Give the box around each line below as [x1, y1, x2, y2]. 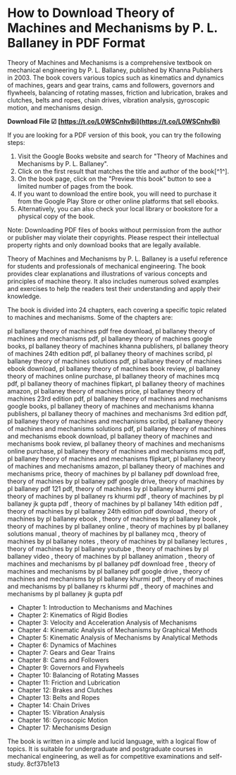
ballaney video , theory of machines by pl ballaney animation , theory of [7, 552, 215, 560]
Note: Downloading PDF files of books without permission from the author [7, 225, 222, 234]
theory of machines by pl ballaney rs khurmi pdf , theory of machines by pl [7, 492, 224, 500]
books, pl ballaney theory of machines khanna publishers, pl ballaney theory [7, 341, 229, 350]
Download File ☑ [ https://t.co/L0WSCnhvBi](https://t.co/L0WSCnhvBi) [7, 117, 221, 125]
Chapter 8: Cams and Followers [17, 656, 109, 664]
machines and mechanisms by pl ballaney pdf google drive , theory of [7, 567, 210, 575]
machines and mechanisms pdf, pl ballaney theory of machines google [7, 334, 213, 343]
